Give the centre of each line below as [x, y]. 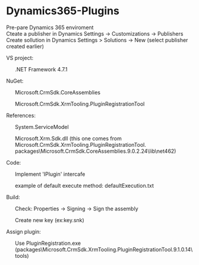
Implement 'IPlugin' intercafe [50, 174]
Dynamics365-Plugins [63, 11]
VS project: [20, 58]
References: [21, 115]
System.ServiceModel [42, 127]
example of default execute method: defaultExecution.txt [84, 185]
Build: [13, 197]
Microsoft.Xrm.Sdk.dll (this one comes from [68, 138]
